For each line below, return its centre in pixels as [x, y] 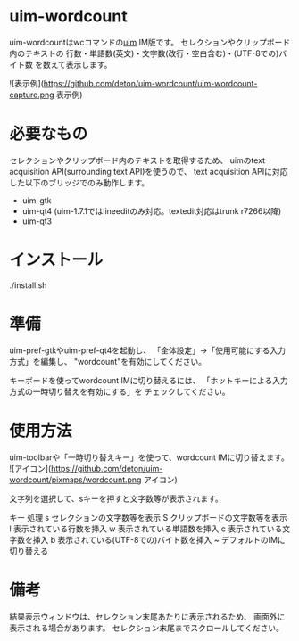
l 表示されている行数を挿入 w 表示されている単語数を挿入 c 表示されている [146, 529]
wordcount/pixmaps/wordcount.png [75, 480]
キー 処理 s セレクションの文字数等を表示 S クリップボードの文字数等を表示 [149, 517]
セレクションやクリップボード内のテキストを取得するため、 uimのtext [137, 160]
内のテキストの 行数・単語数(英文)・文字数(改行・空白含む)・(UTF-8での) [144, 53]
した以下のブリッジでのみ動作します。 [79, 182]
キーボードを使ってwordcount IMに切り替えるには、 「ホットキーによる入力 [149, 380]
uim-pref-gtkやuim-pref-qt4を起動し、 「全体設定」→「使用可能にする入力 [148, 350]
